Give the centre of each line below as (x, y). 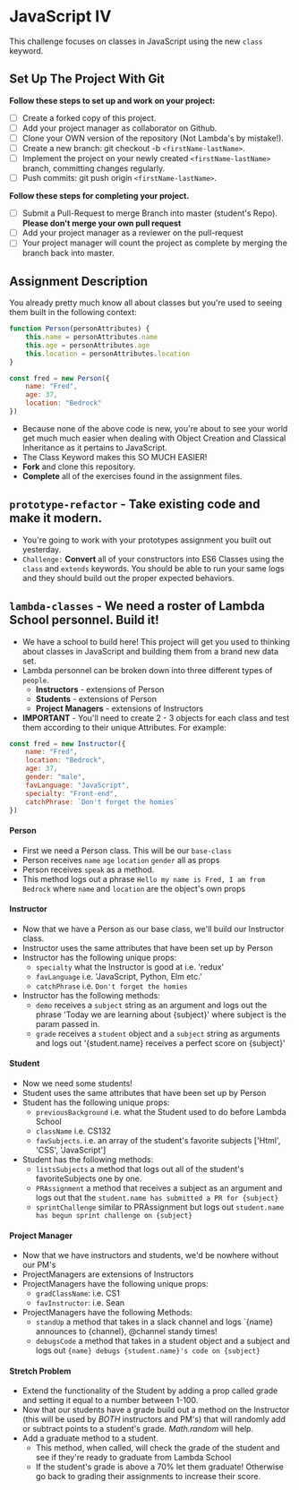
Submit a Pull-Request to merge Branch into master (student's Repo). (149, 213)
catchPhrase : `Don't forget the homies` (102, 802)
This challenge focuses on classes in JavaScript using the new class (136, 41)
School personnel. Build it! (84, 620)
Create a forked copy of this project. (89, 117)
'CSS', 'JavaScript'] (71, 1150)
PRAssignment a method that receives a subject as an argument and (159, 1187)
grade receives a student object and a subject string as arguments (158, 1033)
